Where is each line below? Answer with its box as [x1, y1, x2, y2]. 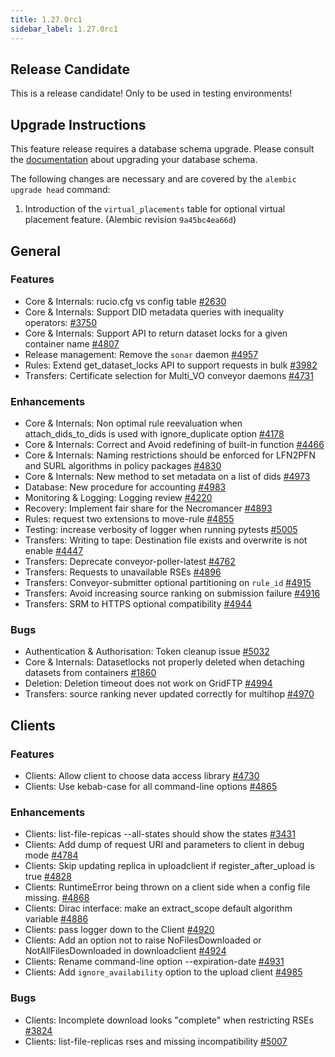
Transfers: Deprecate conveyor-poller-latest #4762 [24, 556, 236, 568]
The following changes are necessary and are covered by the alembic [10, 173, 297, 185]
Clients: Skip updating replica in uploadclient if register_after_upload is [24, 860, 315, 872]
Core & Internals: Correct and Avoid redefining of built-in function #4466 [24, 439, 325, 451]
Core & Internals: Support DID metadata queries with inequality [24, 306, 285, 318]
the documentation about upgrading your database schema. [10, 154, 258, 166]
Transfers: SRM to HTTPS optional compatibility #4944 [24, 598, 253, 610]
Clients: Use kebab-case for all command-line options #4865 [24, 781, 278, 793]
